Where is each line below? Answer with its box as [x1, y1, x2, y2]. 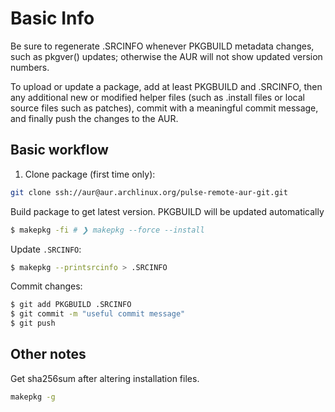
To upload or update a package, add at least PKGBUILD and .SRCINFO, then [10, 80, 323, 92]
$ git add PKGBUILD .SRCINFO [10, 300, 132, 310]
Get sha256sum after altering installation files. [10, 372, 200, 384]
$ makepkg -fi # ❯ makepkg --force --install [10, 225, 205, 235]
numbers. [10, 61, 50, 73]
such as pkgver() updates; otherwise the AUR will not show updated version [10, 50, 323, 62]
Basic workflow [10, 142, 109, 159]
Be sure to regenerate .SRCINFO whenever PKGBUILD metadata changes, [10, 40, 315, 52]
